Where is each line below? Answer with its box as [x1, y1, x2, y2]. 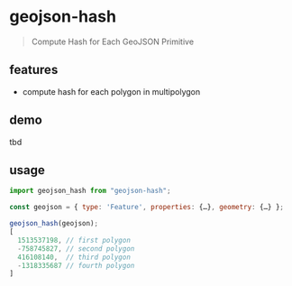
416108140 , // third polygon [17, 253, 131, 262]
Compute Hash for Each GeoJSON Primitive [31, 36, 195, 47]
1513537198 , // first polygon [17, 235, 131, 244]
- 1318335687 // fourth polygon [17, 261, 135, 270]
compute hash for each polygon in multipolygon [22, 86, 201, 97]
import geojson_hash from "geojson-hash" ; [9, 187, 171, 196]
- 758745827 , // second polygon [17, 244, 135, 254]
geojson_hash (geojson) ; [9, 219, 99, 228]
